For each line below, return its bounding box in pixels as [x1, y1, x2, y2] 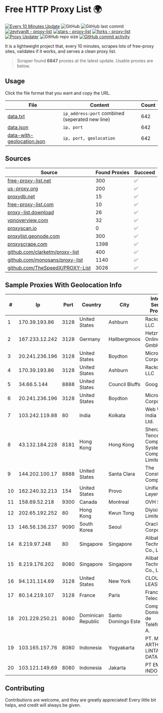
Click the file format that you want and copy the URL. [5, 90, 111, 96]
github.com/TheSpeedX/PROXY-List [7, 264, 91, 271]
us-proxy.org [7, 185, 38, 192]
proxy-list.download [7, 209, 54, 216]
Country [81, 301, 102, 308]
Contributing [5, 684, 45, 693]
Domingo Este [108, 618, 141, 625]
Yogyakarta [108, 644, 135, 651]
